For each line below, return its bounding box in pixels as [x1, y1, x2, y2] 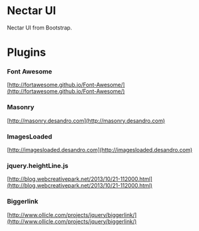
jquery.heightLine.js [7, 161, 69, 170]
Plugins [7, 45, 47, 59]
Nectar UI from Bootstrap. [7, 24, 72, 31]
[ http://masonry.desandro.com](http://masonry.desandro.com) [7, 117, 165, 124]
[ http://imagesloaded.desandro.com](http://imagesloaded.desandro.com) [7, 146, 193, 154]
